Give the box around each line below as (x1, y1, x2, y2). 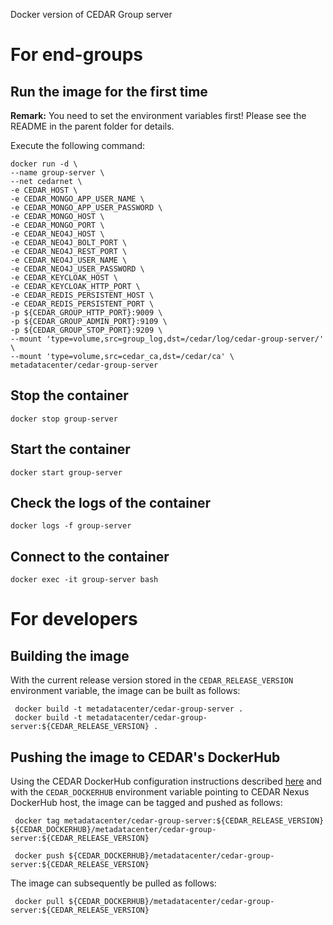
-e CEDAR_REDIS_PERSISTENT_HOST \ (10, 290, 155, 300)
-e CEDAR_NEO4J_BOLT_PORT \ (10, 238, 128, 248)
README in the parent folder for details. (10, 120, 175, 132)
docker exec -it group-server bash (10, 575, 159, 585)
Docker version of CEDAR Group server (10, 9, 173, 20)
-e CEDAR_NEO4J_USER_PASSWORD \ (10, 264, 145, 274)
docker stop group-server (10, 414, 118, 424)
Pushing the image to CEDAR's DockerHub (10, 749, 281, 766)
